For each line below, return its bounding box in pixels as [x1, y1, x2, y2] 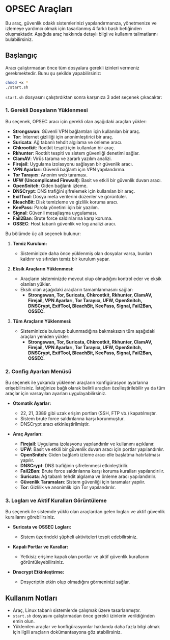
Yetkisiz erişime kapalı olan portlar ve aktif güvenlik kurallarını [20, 554, 150, 560]
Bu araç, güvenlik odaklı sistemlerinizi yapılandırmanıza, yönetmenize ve [5, 20, 157, 26]
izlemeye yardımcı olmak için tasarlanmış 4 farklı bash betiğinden [5, 25, 142, 31]
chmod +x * [5, 80, 29, 85]
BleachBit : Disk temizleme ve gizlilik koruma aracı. [12, 199, 119, 205]
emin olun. [12, 618, 35, 624]
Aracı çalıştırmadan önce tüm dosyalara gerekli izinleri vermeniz [5, 64, 140, 71]
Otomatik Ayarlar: [12, 400, 51, 406]
